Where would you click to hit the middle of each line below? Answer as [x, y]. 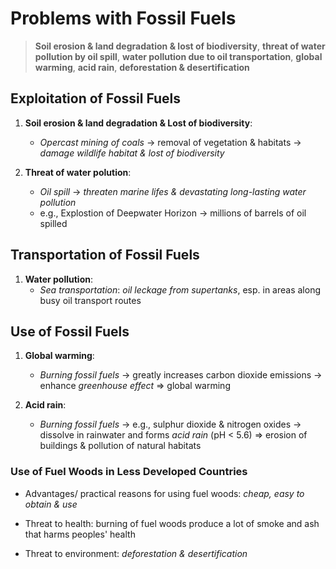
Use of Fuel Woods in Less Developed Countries [129, 472]
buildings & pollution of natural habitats [120, 446]
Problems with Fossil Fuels [123, 18]
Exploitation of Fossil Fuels [96, 98]
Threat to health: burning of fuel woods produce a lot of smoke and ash [172, 523]
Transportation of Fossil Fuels [105, 255]
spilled [53, 223]
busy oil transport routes [90, 300]
